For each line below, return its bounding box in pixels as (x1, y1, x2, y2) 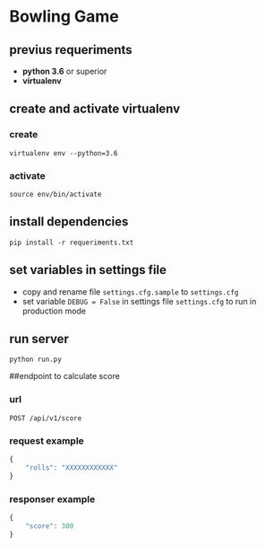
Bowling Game (9, 6, 119, 27)
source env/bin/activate (9, 190, 102, 199)
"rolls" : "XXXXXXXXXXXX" (25, 463, 118, 472)
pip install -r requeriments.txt (9, 238, 134, 247)
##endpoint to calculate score (9, 371, 121, 382)
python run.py (9, 355, 63, 365)
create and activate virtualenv (9, 101, 181, 117)
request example (9, 434, 85, 446)
